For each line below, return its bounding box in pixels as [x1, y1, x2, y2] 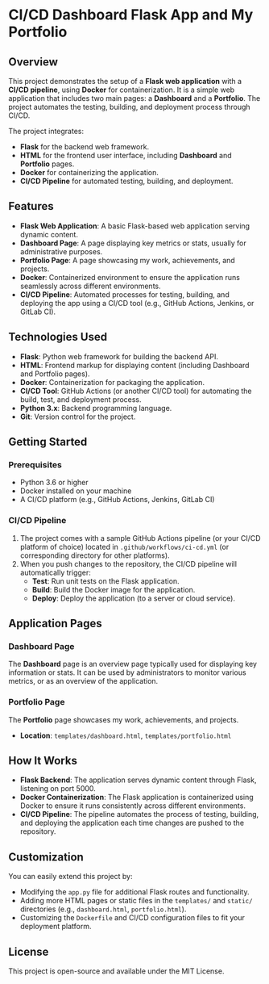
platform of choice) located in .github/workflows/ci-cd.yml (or [19, 542, 230, 551]
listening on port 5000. [19, 784, 97, 793]
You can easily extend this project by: [8, 872, 133, 881]
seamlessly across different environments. [19, 281, 161, 291]
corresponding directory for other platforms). [19, 551, 171, 560]
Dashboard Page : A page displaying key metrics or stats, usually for [19, 238, 247, 248]
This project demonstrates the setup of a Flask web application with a [8, 77, 242, 86]
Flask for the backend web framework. [19, 142, 150, 151]
